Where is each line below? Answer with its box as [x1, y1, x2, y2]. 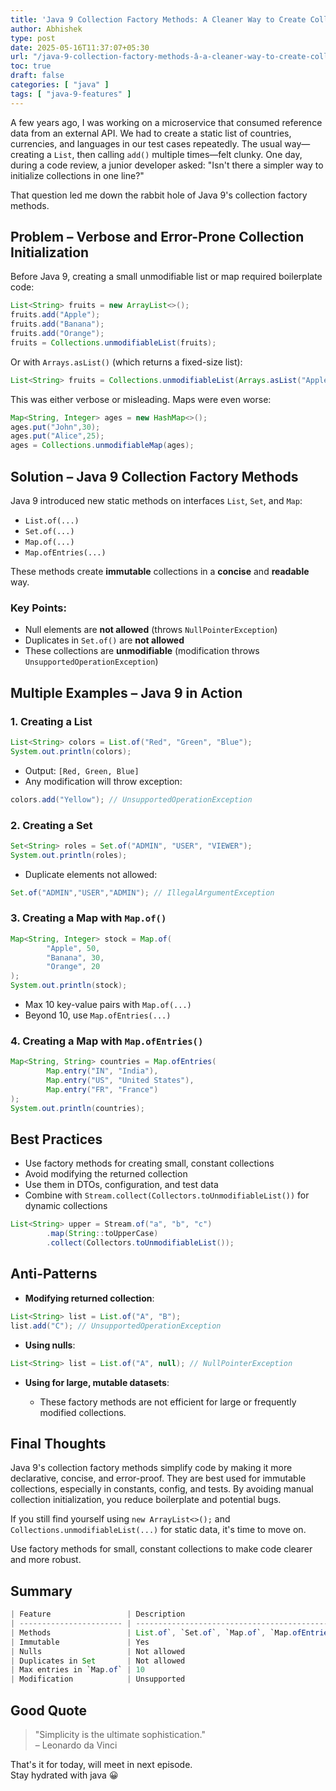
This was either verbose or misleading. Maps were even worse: [10, 393, 272, 405]
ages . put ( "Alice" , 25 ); [10, 431, 105, 441]
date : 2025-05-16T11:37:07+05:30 [10, 42, 150, 53]
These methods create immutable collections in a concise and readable [10, 566, 310, 577]
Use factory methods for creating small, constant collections [24, 1157, 275, 1170]
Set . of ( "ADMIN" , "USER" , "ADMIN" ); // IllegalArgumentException [10, 887, 275, 898]
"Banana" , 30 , [46, 952, 105, 963]
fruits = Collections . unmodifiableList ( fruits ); [10, 337, 217, 348]
